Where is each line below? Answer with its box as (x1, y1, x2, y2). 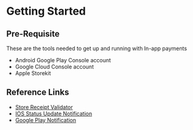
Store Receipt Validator (15, 103, 73, 110)
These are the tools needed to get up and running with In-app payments (6, 45, 188, 52)
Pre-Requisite (6, 29, 60, 39)
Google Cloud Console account (15, 63, 94, 70)
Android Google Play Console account (15, 57, 111, 63)
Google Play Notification (15, 116, 77, 123)
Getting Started (6, 4, 86, 18)
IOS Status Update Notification (15, 110, 93, 117)
